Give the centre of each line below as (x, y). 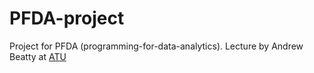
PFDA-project (67, 18)
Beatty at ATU (38, 56)
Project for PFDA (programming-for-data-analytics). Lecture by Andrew (156, 46)
